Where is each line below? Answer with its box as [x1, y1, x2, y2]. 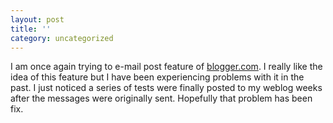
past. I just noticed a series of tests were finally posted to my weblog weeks [10, 82, 323, 94]
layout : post [10, 14, 65, 25]
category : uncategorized [10, 33, 114, 43]
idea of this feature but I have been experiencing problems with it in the [10, 71, 305, 83]
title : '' [10, 24, 52, 34]
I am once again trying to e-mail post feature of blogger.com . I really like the [10, 61, 323, 73]
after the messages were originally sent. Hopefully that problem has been [10, 92, 313, 105]
